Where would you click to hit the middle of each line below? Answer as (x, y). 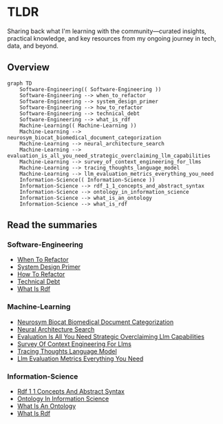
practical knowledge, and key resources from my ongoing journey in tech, (112, 38)
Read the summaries (52, 225)
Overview (29, 67)
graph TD (20, 83)
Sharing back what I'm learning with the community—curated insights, (107, 31)
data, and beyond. (33, 46)
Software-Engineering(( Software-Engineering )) (91, 89)
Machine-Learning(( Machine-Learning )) (78, 125)
